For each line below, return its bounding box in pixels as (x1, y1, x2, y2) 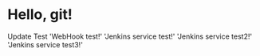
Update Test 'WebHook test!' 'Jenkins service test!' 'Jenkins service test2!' (7, 32, 253, 41)
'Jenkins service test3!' (7, 39, 83, 49)
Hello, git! (7, 6, 73, 24)
